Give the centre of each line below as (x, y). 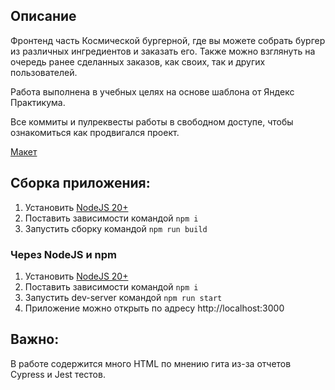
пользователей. (44, 72)
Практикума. (38, 102)
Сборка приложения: (80, 183)
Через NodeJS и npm (63, 254)
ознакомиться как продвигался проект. (95, 132)
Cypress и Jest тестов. (58, 374)
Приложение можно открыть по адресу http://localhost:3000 (154, 308)
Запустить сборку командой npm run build (116, 228)
